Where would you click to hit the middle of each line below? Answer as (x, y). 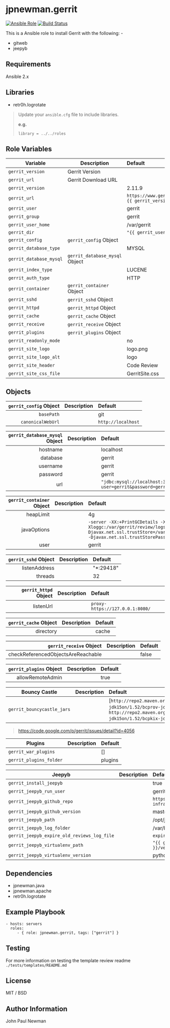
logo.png (137, 349)
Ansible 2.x (17, 76)
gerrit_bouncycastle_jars (39, 709)
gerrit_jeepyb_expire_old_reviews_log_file (61, 836)
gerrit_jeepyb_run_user (37, 792)
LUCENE (137, 270)
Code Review (142, 366)
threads (45, 576)
